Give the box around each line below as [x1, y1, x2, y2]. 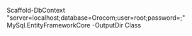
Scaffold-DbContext [6, 6, 65, 14]
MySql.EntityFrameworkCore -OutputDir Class [6, 21, 142, 29]
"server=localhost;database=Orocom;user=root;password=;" [6, 13, 186, 22]
